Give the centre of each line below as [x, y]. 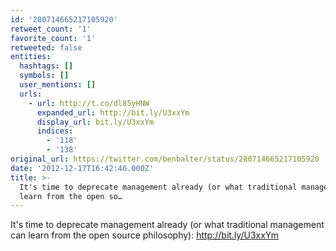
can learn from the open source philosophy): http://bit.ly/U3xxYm [145, 235]
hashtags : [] [46, 66]
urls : [31, 94]
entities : [31, 57]
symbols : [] [44, 76]
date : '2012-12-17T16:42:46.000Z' [82, 168]
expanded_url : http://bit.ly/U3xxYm [113, 112]
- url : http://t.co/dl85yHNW [89, 103]
